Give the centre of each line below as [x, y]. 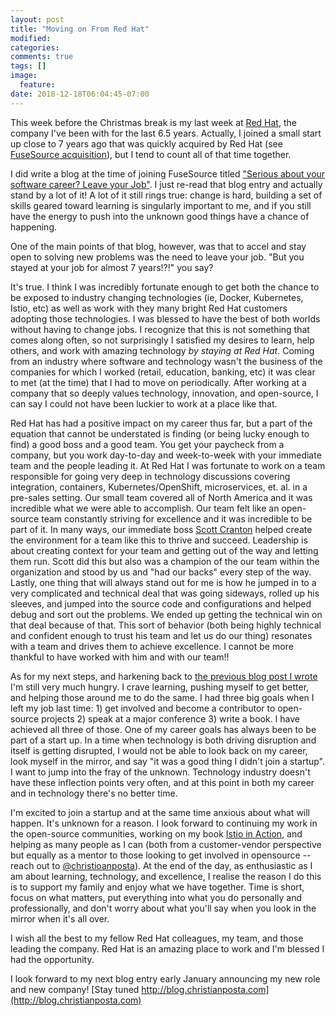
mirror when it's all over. [60, 918]
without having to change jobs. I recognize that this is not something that [160, 329]
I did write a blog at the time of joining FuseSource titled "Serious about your [168, 173]
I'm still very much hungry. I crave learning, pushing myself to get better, [160, 687]
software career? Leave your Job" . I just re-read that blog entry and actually [166, 184]
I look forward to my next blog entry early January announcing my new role [165, 978]
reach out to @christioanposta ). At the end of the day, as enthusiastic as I [161, 865]
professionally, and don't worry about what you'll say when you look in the [163, 908]
